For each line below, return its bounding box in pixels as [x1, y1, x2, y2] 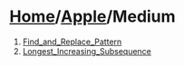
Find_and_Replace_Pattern [22, 36, 122, 47]
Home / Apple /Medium [9, 6, 176, 27]
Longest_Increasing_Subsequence [22, 45, 152, 56]
